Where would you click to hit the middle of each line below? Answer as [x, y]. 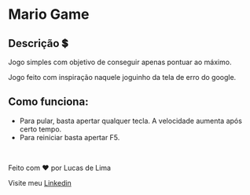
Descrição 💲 [38, 43]
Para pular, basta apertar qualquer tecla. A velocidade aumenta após [131, 121]
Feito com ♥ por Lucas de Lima [60, 168]
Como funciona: [48, 102]
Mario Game [49, 14]
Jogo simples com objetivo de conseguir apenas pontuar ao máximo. [120, 62]
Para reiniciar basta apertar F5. [70, 137]
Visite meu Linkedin [40, 182]
